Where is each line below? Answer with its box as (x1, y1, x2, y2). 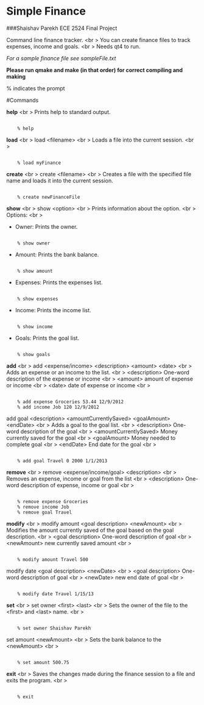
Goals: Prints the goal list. (15, 334, 80, 342)
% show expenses (17, 296, 59, 302)
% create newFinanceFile (17, 194, 80, 200)
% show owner (17, 240, 51, 246)
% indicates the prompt (6, 84, 65, 92)
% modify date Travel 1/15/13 (17, 590, 94, 597)
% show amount (17, 268, 53, 274)
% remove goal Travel (17, 509, 72, 515)
